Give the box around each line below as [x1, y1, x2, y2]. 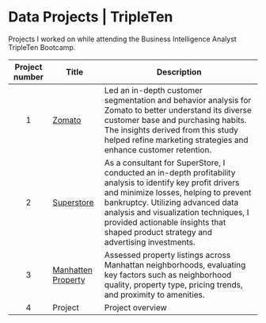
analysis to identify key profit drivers [104, 177, 240, 188]
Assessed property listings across [104, 249, 231, 260]
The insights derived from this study [104, 124, 239, 135]
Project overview [104, 302, 168, 313]
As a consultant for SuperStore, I [104, 157, 226, 168]
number [13, 71, 44, 83]
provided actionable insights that [104, 217, 226, 228]
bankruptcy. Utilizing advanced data [104, 197, 239, 208]
